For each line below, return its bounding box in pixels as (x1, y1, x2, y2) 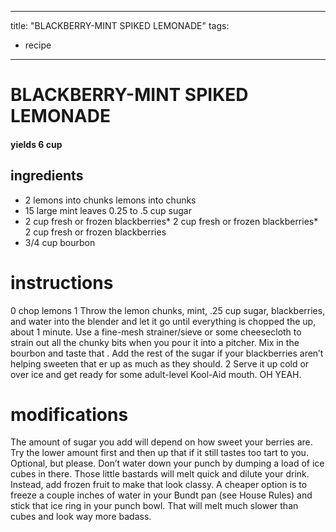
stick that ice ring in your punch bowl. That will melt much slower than (10, 500, 299, 512)
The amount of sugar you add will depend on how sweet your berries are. (10, 436, 313, 448)
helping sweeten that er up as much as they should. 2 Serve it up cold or (10, 357, 310, 370)
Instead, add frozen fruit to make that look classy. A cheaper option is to (10, 479, 308, 491)
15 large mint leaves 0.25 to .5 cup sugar (24, 204, 192, 216)
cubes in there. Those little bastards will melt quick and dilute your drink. (10, 468, 310, 480)
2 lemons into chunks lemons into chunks (24, 194, 197, 206)
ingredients (10, 167, 84, 185)
